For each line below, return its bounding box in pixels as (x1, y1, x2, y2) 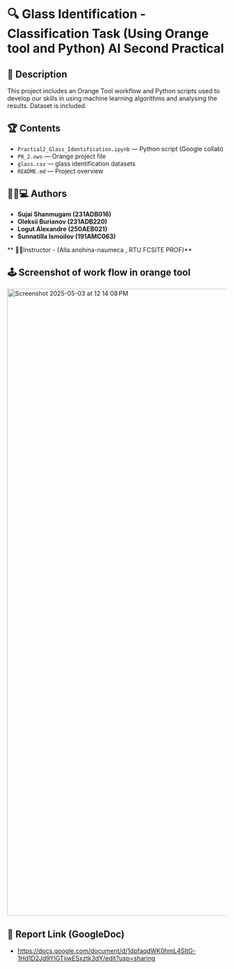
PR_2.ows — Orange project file (17, 152, 106, 160)
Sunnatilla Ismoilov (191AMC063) (17, 232, 116, 240)
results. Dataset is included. (7, 102, 87, 109)
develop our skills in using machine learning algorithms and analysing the (7, 94, 218, 102)
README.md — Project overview (17, 166, 104, 175)
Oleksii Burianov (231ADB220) (17, 217, 108, 226)
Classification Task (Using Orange (7, 26, 209, 42)
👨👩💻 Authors (7, 188, 68, 200)
